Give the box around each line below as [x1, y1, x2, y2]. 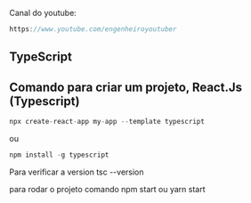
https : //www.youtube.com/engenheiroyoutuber [9, 25, 177, 34]
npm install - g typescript [9, 150, 109, 159]
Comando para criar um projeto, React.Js [9, 79, 243, 94]
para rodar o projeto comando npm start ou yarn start [9, 183, 206, 194]
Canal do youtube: [9, 8, 77, 18]
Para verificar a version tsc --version [9, 166, 144, 177]
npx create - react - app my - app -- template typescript [9, 118, 205, 126]
